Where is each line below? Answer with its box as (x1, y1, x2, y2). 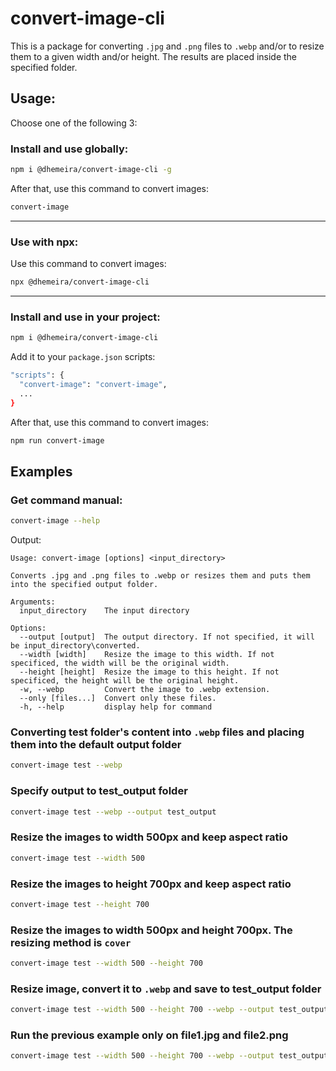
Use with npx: (10, 235, 79, 249)
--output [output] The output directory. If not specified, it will (19, 632, 315, 642)
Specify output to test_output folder (10, 784, 188, 798)
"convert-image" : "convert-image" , (19, 380, 168, 390)
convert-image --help (10, 516, 101, 526)
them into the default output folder (10, 738, 182, 751)
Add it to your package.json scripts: (10, 351, 156, 363)
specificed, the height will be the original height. (10, 676, 240, 686)
